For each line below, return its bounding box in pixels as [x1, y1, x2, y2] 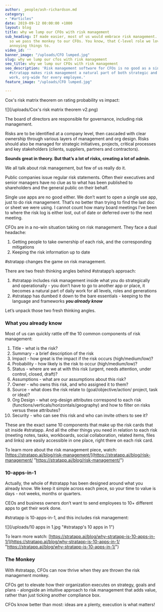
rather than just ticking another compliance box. [5, 592, 101, 598]
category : [5, 12, 25, 17]
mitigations [12, 244, 34, 250]
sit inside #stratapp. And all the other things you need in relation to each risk [5, 427, 158, 433]
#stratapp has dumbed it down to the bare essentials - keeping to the [12, 293, 151, 299]
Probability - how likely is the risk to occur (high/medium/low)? [12, 360, 137, 366]
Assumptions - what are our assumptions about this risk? [12, 376, 126, 382]
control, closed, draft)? [12, 371, 58, 377]
